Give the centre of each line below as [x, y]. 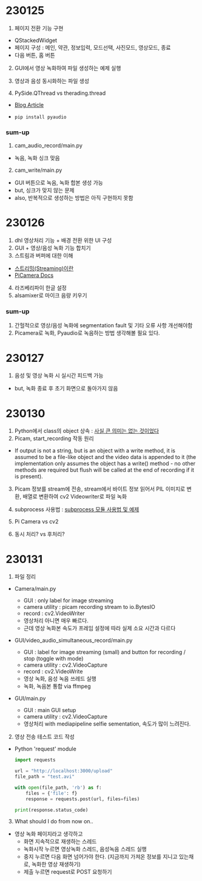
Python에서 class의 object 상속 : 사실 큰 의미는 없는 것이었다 [86, 431]
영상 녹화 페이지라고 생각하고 [49, 834]
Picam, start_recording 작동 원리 [54, 438]
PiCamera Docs [34, 275]
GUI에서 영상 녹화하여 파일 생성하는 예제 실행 [68, 68]
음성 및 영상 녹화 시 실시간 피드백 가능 [59, 376]
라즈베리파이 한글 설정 [41, 288]
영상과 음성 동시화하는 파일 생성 [52, 81]
